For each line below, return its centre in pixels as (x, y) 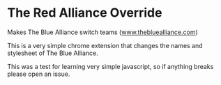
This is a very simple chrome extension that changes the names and (105, 45)
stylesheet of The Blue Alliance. (53, 53)
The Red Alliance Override (85, 13)
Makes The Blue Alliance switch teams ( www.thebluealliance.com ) (103, 32)
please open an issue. (39, 74)
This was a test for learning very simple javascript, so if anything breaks (110, 66)
